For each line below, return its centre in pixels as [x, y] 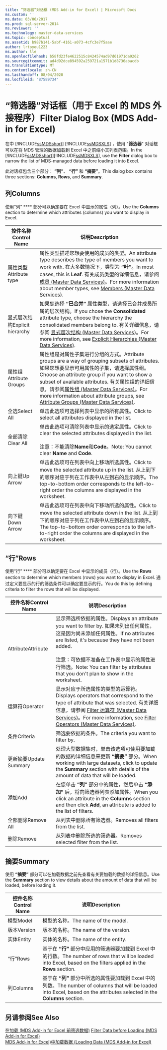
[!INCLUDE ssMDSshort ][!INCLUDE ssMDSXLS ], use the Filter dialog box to [81, 155]
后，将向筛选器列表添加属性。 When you [111, 792]
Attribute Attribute [28, 649]
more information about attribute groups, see [92, 396]
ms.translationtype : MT [30, 65]
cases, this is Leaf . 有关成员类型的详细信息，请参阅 [99, 274]
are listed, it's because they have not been [105, 640]
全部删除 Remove [27, 820]
